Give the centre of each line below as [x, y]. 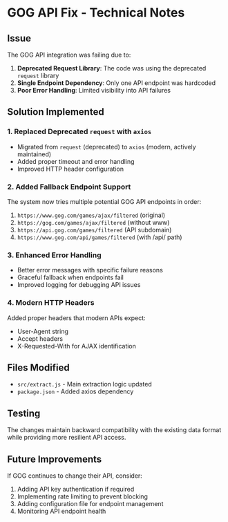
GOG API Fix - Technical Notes [96, 13]
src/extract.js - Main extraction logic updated [84, 384]
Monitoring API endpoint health [61, 511]
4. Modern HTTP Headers [51, 303]
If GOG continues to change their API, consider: [75, 476]
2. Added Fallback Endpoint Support [69, 187]
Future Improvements [55, 459]
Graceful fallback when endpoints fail [70, 277]
